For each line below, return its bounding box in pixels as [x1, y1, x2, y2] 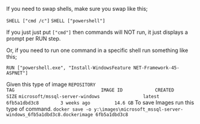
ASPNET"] [6, 70, 28, 76]
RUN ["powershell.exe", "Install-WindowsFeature [6, 65, 131, 71]
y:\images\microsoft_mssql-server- [93, 106, 184, 113]
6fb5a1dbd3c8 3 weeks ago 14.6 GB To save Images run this [6, 99, 195, 106]
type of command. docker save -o [6, 105, 92, 113]
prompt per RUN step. [6, 35, 61, 42]
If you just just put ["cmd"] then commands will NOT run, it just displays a [6, 28, 189, 36]
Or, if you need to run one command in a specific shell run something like [6, 47, 189, 54]
